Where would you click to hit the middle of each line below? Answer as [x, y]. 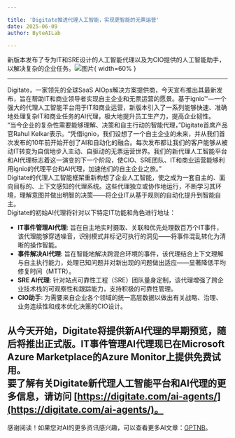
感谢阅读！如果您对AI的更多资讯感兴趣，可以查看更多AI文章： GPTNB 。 [109, 427]
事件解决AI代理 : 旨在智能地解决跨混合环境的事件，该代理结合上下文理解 [120, 254]
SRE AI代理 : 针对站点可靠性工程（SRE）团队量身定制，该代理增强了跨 [117, 280]
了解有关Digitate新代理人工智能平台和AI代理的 [117, 383]
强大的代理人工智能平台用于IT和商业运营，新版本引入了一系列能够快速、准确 [117, 108]
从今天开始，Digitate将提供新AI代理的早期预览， [112, 330]
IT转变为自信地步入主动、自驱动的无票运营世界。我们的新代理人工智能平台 [120, 151]
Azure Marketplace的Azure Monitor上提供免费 [109, 357]
